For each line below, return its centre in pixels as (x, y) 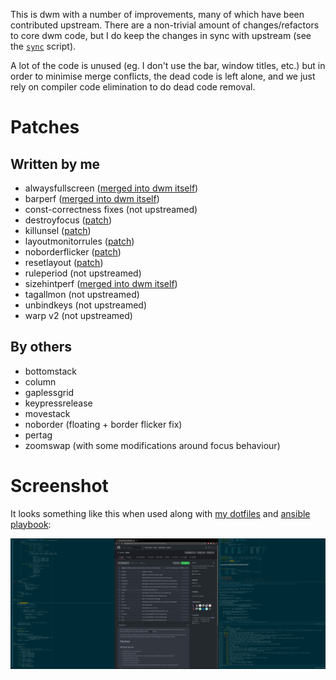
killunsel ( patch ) (58, 230)
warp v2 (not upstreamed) (78, 315)
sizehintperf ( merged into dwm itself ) (101, 283)
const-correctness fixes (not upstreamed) (111, 209)
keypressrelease (58, 403)
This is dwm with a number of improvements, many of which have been (157, 14)
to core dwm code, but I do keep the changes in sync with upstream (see (161, 35)
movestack (47, 413)
